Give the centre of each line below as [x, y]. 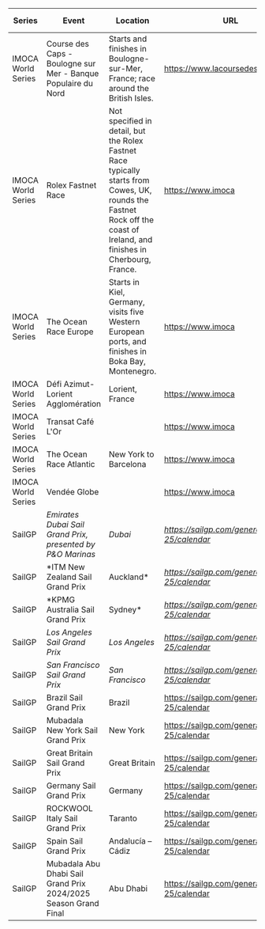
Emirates [63, 515]
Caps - [60, 53]
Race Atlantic [71, 464]
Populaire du [69, 83]
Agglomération [74, 404]
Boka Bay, [127, 361]
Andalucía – [131, 841]
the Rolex [126, 140]
